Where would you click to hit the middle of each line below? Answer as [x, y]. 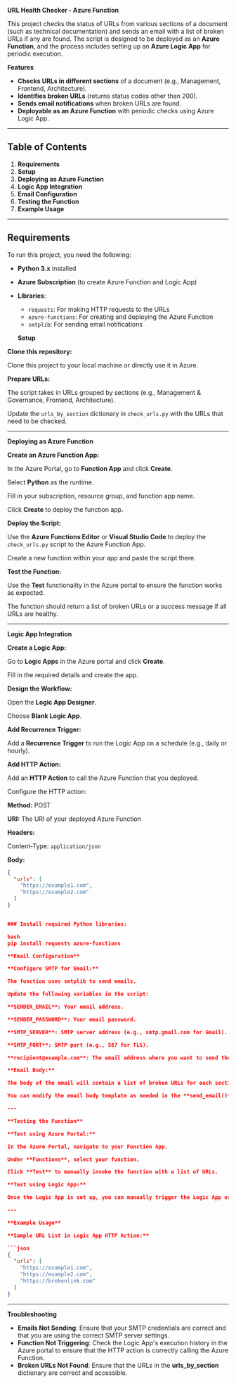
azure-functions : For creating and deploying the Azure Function [120, 317]
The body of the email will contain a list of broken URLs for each [110, 1083]
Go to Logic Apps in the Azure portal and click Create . [86, 661]
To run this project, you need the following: [69, 254]
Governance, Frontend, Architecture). [61, 400]
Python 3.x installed [47, 268]
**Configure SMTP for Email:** [53, 969]
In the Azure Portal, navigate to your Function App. [88, 1147]
